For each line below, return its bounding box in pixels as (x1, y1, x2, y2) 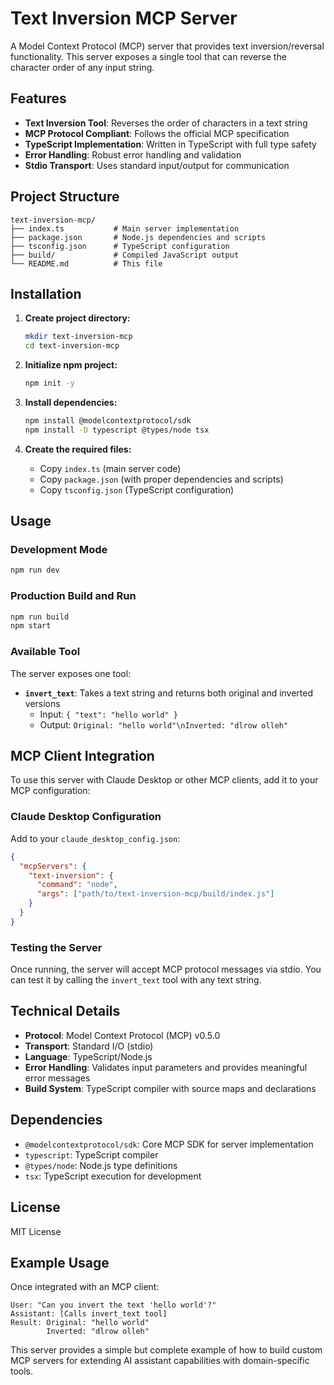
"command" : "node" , (36, 880, 118, 890)
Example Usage (10, 1254, 110, 1271)
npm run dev (10, 565, 60, 576)
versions (24, 697, 61, 709)
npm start (10, 621, 52, 631)
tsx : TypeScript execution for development (24, 1170, 202, 1182)
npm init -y (24, 378, 75, 389)
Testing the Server (10, 940, 103, 954)
